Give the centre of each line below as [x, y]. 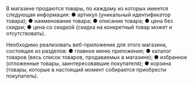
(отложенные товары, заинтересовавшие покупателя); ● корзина [89, 63]
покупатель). [22, 76]
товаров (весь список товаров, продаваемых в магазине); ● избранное [97, 57]
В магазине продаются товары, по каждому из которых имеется [87, 8]
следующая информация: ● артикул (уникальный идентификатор [89, 15]
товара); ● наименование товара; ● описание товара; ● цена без [89, 21]
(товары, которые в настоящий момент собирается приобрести [86, 69]
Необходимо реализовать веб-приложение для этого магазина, [87, 45]
